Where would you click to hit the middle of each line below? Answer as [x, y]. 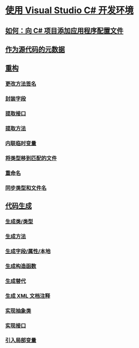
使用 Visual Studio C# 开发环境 [69, 10]
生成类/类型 [19, 222]
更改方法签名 [21, 84]
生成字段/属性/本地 [28, 251]
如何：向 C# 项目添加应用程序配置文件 [64, 31]
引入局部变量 [21, 340]
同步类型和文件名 [26, 188]
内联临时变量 [21, 143]
